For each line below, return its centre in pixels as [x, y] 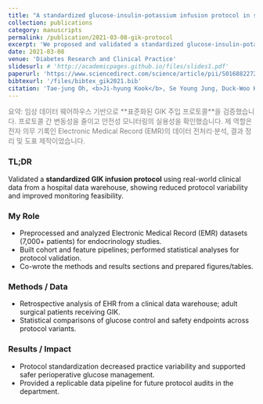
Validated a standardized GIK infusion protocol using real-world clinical [124, 179]
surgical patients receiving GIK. [70, 312]
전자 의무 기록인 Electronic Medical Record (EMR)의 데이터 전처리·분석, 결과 [126, 131]
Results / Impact [40, 349]
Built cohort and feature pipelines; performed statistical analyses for [129, 249]
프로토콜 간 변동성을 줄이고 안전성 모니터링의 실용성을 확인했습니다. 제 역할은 [135, 122]
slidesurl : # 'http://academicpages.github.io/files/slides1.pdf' [119, 67]
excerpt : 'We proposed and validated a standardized [96, 45]
